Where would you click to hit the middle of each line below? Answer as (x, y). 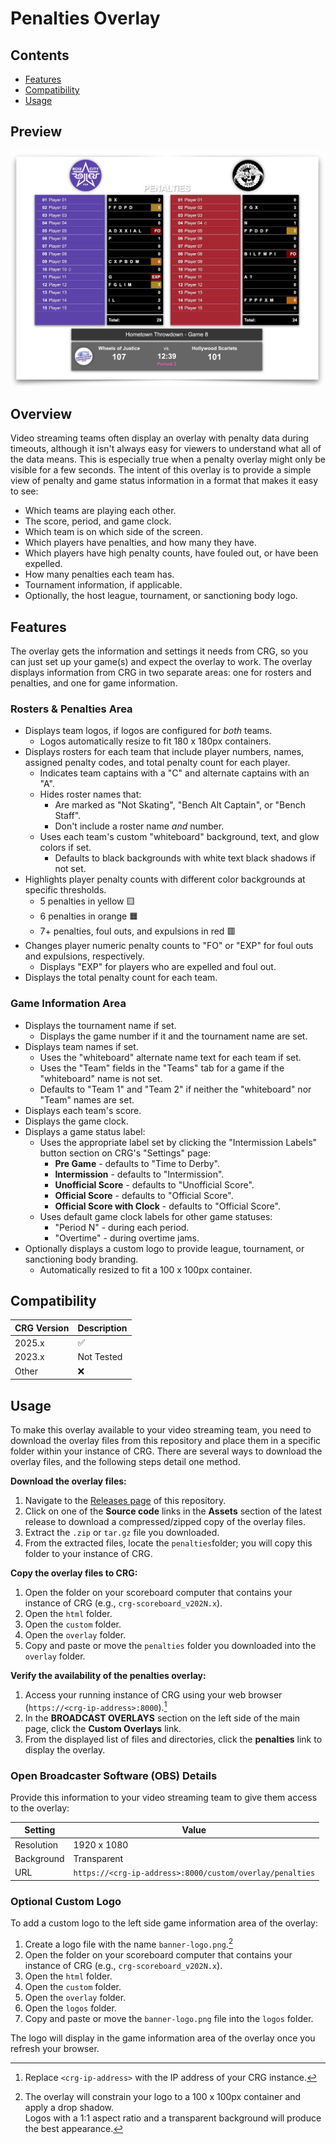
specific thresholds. (65, 890)
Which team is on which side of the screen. (113, 532)
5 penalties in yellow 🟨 (87, 901)
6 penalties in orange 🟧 (89, 916)
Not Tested (100, 1357)
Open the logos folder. (70, 2008)
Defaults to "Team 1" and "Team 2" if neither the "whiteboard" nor (175, 1089)
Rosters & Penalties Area (71, 709)
